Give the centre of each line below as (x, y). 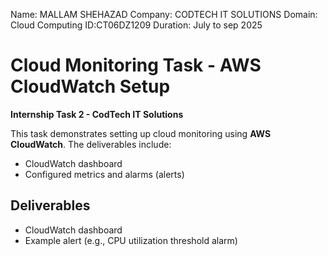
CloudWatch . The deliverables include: (91, 144)
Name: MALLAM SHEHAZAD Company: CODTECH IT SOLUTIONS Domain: (164, 14)
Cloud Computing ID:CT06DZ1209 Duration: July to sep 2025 (136, 25)
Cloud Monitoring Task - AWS (136, 65)
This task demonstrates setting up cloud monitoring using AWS (141, 133)
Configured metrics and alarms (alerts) (104, 174)
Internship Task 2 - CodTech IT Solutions (97, 114)
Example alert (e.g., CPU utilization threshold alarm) (131, 240)
